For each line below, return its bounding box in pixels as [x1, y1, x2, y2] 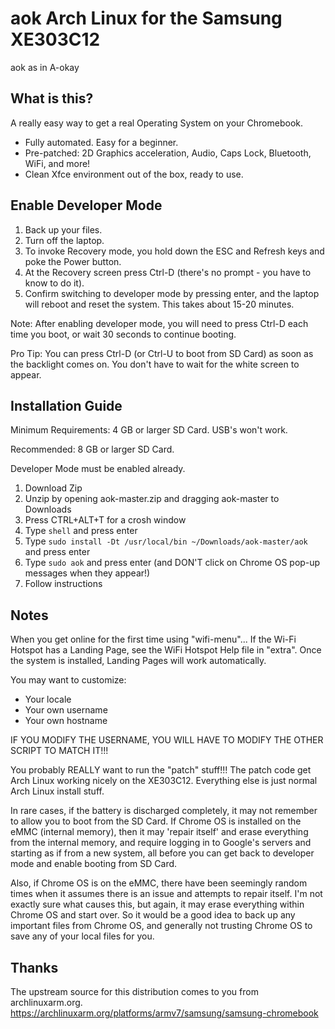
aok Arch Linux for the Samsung [10, 7, 283, 30]
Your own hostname [24, 715, 108, 727]
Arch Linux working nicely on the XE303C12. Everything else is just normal [10, 775, 318, 787]
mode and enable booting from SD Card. [10, 858, 178, 870]
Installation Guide [10, 397, 123, 414]
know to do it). [24, 277, 85, 289]
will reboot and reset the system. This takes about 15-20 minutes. [24, 298, 295, 310]
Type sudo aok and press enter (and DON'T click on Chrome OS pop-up [24, 557, 321, 569]
